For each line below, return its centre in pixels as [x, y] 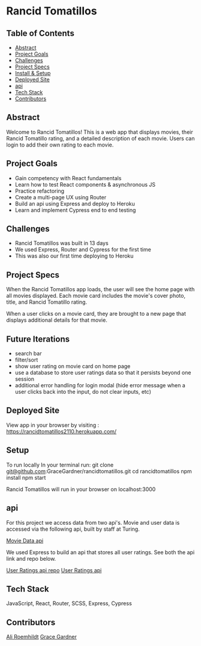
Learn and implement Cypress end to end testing [75, 210]
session [25, 379]
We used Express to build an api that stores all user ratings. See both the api [100, 552]
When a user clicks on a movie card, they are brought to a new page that [96, 314]
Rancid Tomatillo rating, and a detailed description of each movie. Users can [100, 138]
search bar [28, 354]
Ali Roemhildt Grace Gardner [41, 637]
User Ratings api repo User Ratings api [54, 570]
